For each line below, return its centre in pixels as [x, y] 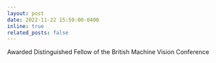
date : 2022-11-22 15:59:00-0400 [53, 20]
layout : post [26, 13]
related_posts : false [38, 33]
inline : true [26, 26]
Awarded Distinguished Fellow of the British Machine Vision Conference [108, 52]
